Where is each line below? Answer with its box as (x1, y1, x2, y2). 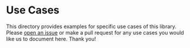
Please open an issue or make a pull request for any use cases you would (6, 29, 184, 36)
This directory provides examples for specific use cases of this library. (6, 23, 176, 30)
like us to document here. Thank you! (6, 35, 96, 42)
